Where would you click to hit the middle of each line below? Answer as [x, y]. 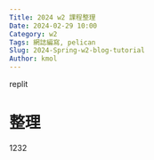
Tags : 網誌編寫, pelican [53, 42]
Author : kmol [33, 59]
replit [19, 84]
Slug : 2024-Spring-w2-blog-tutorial [77, 51]
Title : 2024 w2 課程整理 [53, 17]
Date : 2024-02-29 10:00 [53, 26]
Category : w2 [33, 34]
